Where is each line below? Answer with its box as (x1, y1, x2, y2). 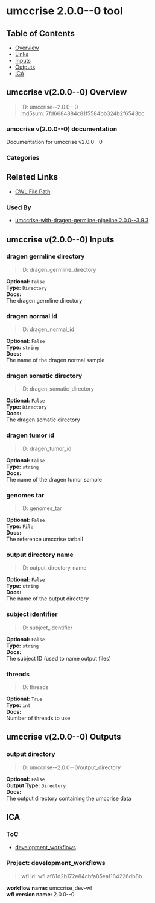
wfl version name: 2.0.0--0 (6, 890, 75, 898)
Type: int (6, 701, 31, 709)
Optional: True (6, 695, 43, 702)
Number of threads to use (6, 714, 71, 722)
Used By (6, 203, 31, 212)
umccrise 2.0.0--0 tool (6, 4, 124, 18)
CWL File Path (14, 188, 51, 195)
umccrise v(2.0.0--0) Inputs (6, 234, 115, 245)
